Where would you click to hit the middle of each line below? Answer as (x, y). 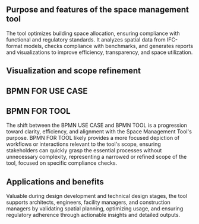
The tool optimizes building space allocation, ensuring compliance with (93, 33)
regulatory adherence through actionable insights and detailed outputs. (93, 215)
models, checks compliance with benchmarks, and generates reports (108, 46)
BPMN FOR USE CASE (47, 91)
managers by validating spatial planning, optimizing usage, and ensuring (95, 209)
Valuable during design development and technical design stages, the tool (97, 196)
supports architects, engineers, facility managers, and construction (88, 202)
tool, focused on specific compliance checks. (62, 163)
